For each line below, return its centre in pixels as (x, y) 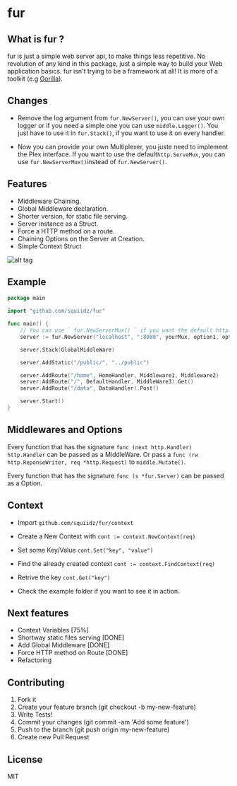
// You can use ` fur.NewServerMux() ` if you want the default (116, 330)
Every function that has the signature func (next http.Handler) (100, 446)
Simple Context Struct (49, 246)
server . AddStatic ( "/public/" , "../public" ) (85, 362)
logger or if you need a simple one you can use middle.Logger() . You (118, 125)
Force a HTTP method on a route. (66, 231)
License (25, 759)
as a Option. (25, 483)
